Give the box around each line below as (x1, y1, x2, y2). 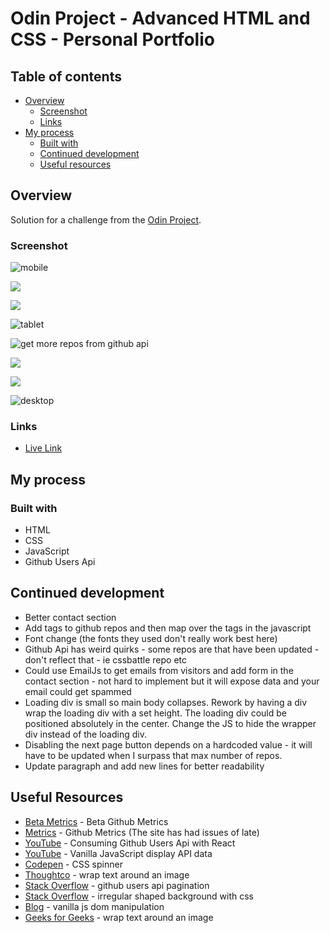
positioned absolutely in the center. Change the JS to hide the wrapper (24, 717, 317, 729)
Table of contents (10, 68, 122, 85)
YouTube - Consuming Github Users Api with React (24, 837, 236, 849)
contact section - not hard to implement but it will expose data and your (24, 675, 320, 687)
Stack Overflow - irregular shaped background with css (24, 890, 254, 902)
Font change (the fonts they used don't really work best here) (24, 632, 278, 644)
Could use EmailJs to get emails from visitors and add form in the (24, 664, 294, 676)
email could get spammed (24, 685, 132, 697)
